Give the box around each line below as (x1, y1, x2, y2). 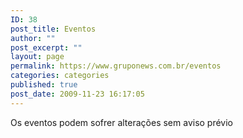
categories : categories (10, 71, 110, 81)
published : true (10, 80, 78, 90)
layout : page (10, 52, 65, 62)
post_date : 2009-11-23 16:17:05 (10, 89, 145, 99)
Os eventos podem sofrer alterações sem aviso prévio (10, 116, 234, 128)
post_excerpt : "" (10, 42, 83, 53)
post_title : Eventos (10, 24, 97, 34)
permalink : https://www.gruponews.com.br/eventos (10, 61, 222, 71)
